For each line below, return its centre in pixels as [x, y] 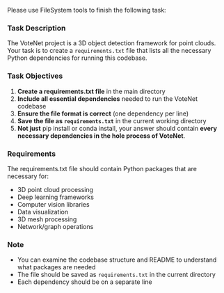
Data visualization [43, 212]
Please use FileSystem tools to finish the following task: [87, 10]
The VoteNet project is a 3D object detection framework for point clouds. [112, 43]
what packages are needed [56, 267]
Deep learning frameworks [55, 197]
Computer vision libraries [53, 204]
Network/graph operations [55, 226]
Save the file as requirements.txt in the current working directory [112, 120]
